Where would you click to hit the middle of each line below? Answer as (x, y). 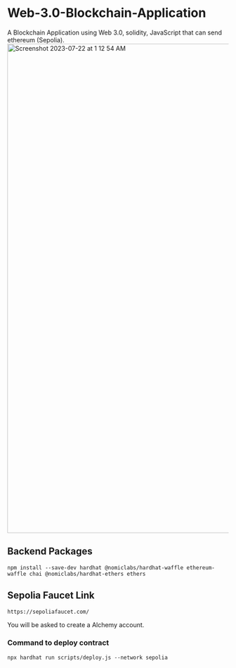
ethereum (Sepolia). (36, 39)
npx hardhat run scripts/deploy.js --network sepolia (88, 657)
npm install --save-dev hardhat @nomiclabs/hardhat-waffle (96, 568)
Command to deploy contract (58, 643)
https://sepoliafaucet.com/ (48, 612)
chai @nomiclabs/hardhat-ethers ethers (87, 574)
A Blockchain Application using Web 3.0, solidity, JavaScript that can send (115, 32)
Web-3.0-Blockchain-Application (107, 13)
